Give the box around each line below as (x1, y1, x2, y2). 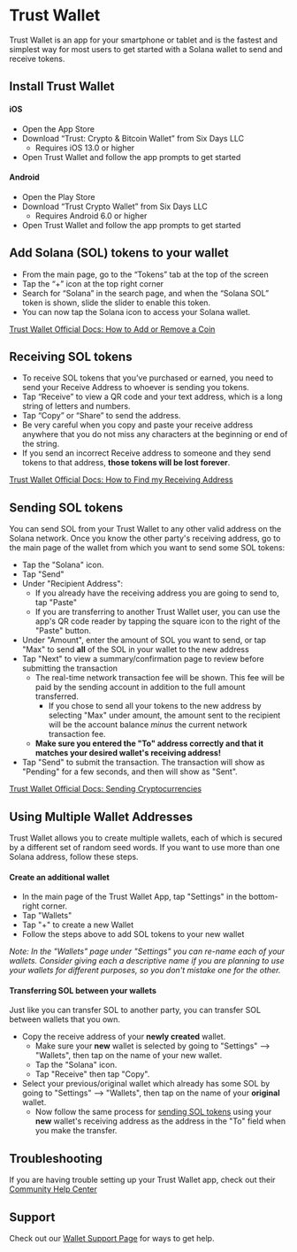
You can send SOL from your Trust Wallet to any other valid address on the (9, 524, 282, 534)
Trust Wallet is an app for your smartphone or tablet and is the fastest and (9, 35, 278, 45)
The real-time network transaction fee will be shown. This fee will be (34, 672, 286, 683)
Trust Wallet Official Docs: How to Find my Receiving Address (9, 474, 233, 485)
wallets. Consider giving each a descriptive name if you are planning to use (9, 956, 285, 966)
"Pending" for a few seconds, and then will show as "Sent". (21, 766, 239, 777)
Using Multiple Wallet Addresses (9, 809, 193, 824)
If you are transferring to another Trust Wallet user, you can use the (34, 607, 281, 618)
